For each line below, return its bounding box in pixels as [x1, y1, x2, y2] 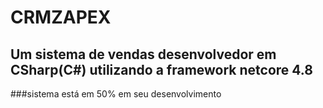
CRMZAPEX [10, 6, 112, 29]
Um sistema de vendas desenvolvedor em [10, 46, 277, 63]
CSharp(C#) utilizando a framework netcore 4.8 [10, 61, 313, 78]
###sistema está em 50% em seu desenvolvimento [10, 88, 222, 100]
